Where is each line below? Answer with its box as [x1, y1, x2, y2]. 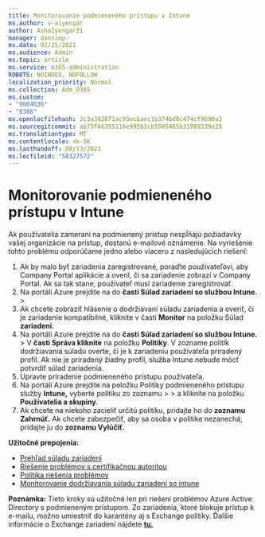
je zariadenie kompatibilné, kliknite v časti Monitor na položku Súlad [19, 313, 244, 322]
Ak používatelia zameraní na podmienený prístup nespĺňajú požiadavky [8, 230, 242, 239]
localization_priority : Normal [8, 78, 112, 86]
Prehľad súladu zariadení [19, 453, 102, 463]
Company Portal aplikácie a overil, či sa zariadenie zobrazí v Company [19, 270, 251, 280]
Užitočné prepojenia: [8, 438, 80, 448]
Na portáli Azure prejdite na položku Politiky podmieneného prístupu [19, 380, 244, 390]
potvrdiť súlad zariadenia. [19, 364, 104, 373]
